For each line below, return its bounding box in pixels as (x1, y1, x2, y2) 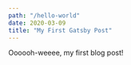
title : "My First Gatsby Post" (8, 26, 113, 34)
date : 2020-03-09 (8, 19, 66, 27)
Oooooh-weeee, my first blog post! (8, 48, 124, 58)
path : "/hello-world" (8, 11, 81, 20)
